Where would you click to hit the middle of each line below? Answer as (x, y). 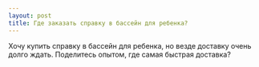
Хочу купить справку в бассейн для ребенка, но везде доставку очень (130, 45)
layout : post (30, 16)
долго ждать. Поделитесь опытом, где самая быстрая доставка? (119, 54)
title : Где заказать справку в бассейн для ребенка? (98, 23)
